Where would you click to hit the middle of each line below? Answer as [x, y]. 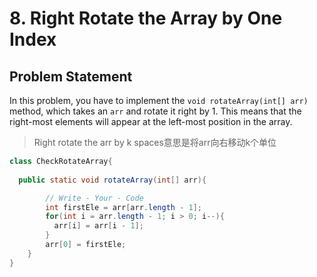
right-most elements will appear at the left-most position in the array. [151, 121]
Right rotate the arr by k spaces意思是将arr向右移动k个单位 [155, 142]
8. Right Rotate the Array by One [146, 18]
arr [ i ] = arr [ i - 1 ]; [98, 226]
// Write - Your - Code [94, 198]
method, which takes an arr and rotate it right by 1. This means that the [155, 111]
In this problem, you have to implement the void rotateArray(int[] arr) [159, 100]
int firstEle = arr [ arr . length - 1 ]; [123, 207]
